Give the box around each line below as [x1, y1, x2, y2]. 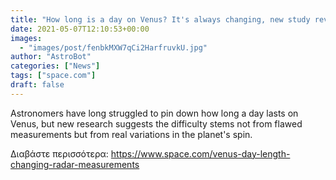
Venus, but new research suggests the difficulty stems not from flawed [10, 117, 303, 130]
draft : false [10, 80, 65, 90]
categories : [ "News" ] [10, 61, 101, 71]
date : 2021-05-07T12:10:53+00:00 [10, 24, 150, 34]
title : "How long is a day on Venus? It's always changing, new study [10, 14, 311, 25]
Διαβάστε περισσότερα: [10, 147, 109, 160]
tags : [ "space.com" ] [10, 71, 97, 81]
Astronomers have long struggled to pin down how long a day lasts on [10, 107, 299, 119]
